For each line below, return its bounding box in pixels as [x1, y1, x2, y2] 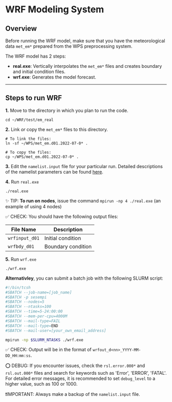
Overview [5, 24, 37, 33]
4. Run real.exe [5, 178, 39, 185]
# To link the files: [5, 136, 52, 141]
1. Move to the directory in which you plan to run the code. [5, 107, 128, 114]
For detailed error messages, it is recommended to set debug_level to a [5, 375, 156, 381]
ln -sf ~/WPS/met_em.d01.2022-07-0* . [5, 140, 88, 146]
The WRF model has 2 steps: [5, 53, 67, 59]
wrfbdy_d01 [8, 243, 34, 249]
